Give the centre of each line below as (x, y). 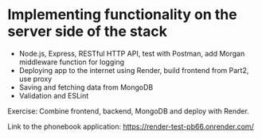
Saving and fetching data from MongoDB (86, 87)
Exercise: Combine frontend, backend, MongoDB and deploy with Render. (129, 111)
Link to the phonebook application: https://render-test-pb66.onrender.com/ (131, 126)
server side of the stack (88, 31)
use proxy (35, 79)
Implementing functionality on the (122, 15)
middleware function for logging (72, 62)
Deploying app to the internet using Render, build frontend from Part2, (134, 70)
